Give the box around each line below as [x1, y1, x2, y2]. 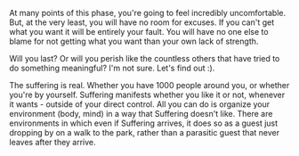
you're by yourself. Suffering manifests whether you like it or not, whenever [9, 89, 286, 100]
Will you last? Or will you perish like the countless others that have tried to [9, 53, 280, 63]
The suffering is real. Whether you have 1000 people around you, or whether [9, 80, 290, 90]
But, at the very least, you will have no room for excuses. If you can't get [9, 17, 275, 28]
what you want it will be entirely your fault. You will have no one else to [9, 27, 269, 37]
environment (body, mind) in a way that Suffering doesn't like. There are [9, 109, 273, 119]
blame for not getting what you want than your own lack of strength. [9, 36, 259, 46]
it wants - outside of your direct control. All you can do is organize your [9, 99, 271, 110]
